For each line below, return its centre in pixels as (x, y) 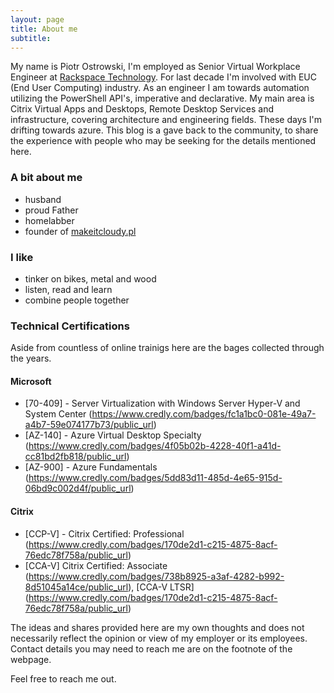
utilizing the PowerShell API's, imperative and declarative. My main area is (162, 98)
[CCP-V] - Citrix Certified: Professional (104, 533)
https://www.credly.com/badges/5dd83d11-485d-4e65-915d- (155, 478)
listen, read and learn (68, 289)
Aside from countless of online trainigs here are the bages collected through (167, 348)
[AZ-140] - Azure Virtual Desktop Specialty (113, 435)
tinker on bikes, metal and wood (90, 278)
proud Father (51, 210)
